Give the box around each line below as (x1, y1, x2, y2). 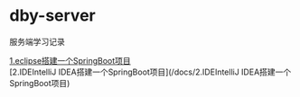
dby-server (9, 5, 97, 26)
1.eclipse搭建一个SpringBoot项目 (9, 55, 131, 66)
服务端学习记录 (9, 36, 65, 47)
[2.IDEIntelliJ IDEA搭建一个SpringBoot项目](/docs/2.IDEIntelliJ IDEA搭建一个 (9, 66, 292, 77)
